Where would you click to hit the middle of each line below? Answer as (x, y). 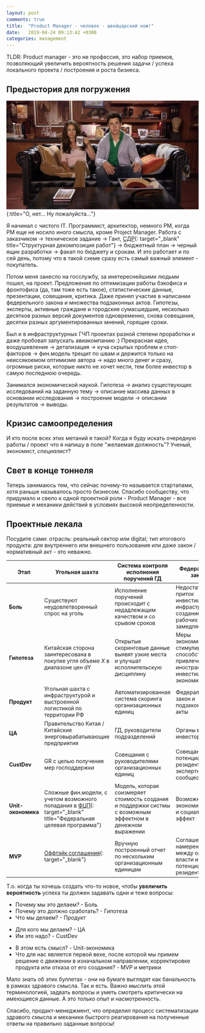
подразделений (135, 736)
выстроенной (62, 702)
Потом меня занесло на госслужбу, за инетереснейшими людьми (93, 276)
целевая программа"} (73, 825)
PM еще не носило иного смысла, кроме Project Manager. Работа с (94, 232)
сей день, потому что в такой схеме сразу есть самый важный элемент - (102, 258)
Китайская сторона (69, 648)
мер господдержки (69, 768)
